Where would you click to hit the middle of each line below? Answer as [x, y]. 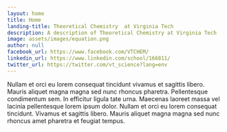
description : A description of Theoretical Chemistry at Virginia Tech [112, 33]
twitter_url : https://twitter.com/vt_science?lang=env [87, 65]
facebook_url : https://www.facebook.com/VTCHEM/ [78, 52]
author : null [26, 45]
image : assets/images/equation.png [58, 39]
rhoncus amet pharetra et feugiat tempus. [66, 120]
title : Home [24, 20]
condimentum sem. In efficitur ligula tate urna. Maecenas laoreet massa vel [113, 99]
